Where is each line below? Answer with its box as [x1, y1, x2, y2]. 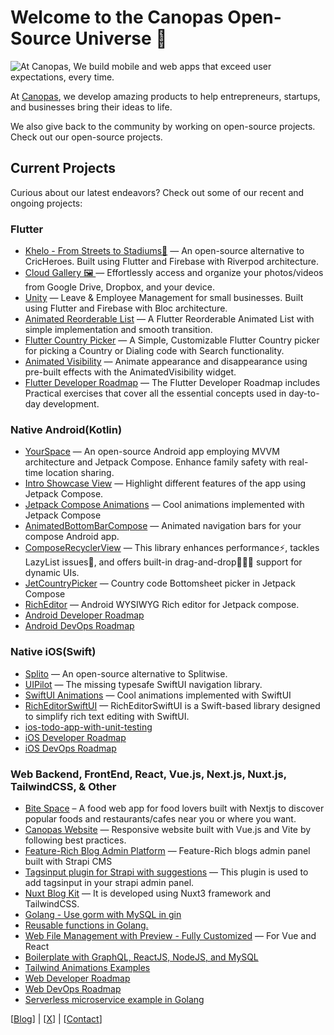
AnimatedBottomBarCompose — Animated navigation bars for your [24, 520, 302, 532]
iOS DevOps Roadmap [24, 742, 117, 754]
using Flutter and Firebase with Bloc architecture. [24, 302, 228, 315]
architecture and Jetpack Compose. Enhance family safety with [24, 456, 287, 468]
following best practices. [24, 834, 127, 846]
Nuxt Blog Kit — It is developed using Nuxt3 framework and [24, 887, 272, 899]
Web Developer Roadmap [24, 972, 131, 984]
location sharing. [45, 467, 115, 479]
